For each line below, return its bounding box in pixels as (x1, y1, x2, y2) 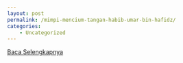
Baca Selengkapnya (7, 48, 64, 56)
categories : (7, 23, 41, 29)
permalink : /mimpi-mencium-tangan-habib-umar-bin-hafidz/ (7, 16, 176, 23)
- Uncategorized (19, 29, 66, 36)
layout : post (7, 10, 45, 17)
